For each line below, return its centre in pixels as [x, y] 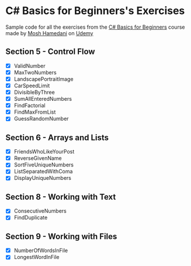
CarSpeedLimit [32, 86]
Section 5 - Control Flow [50, 52]
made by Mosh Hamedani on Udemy [49, 33]
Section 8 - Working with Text [61, 197]
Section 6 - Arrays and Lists [57, 137]
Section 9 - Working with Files [61, 236]
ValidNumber [30, 66]
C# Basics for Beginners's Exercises [95, 11]
